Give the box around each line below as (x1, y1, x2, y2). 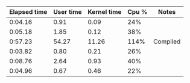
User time (53, 8, 82, 16)
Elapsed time (9, 8, 48, 16)
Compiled (153, 37, 181, 46)
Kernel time (87, 8, 122, 16)
